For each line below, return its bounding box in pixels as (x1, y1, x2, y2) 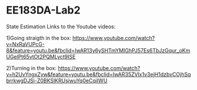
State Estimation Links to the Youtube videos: (6, 23, 116, 30)
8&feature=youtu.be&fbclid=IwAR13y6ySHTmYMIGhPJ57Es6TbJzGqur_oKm (6, 46, 191, 54)
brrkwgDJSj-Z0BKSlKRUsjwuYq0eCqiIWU (6, 77, 108, 84)
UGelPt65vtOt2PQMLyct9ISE (6, 53, 76, 60)
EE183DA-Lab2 (6, 4, 81, 17)
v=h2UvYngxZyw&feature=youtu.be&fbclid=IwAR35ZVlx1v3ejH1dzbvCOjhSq (6, 71, 191, 78)
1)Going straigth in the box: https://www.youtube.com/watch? (6, 34, 155, 41)
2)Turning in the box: (6, 64, 57, 71)
